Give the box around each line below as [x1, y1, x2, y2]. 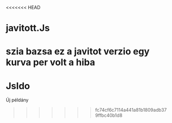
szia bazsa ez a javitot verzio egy [6, 46, 150, 57]
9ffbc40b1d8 [95, 112, 123, 118]
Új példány [6, 97, 29, 103]
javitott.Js [6, 23, 50, 34]
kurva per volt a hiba [6, 56, 95, 68]
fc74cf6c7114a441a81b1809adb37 [95, 107, 167, 113]
